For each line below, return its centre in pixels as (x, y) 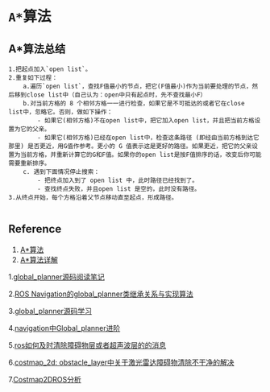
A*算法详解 (39, 259)
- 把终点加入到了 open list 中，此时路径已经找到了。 (118, 180)
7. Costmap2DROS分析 (45, 379)
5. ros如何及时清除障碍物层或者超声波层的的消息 (87, 345)
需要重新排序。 (29, 163)
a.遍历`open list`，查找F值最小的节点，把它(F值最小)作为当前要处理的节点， (137, 86)
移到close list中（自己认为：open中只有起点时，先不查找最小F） (110, 95)
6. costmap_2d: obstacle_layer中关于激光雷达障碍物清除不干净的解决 (122, 362)
